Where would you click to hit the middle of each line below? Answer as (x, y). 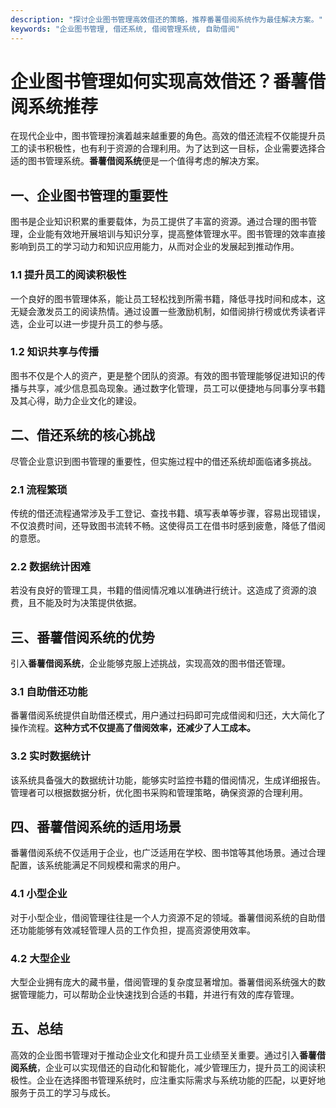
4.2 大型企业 (40, 958)
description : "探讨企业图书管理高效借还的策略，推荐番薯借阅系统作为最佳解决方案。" (166, 19)
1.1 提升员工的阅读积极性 (68, 275)
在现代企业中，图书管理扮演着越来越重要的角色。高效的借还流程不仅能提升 (163, 136)
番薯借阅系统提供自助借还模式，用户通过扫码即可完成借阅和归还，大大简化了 (168, 715)
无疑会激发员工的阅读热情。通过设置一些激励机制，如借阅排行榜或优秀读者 (163, 311)
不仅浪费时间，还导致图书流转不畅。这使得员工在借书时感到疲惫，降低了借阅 (168, 525)
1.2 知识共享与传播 (55, 352)
